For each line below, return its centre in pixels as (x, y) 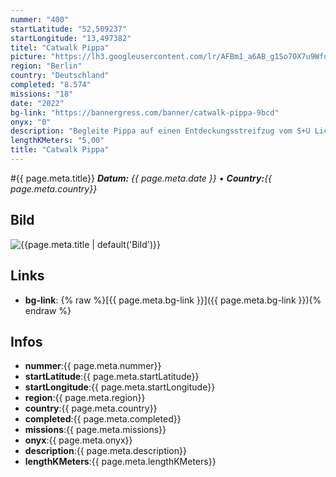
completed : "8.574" (51, 85)
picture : (28, 57)
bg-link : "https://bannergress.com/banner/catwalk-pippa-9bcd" (145, 112)
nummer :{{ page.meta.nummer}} (93, 366)
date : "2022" (37, 103)
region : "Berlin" (46, 66)
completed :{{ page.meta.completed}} (103, 419)
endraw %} (48, 310)
